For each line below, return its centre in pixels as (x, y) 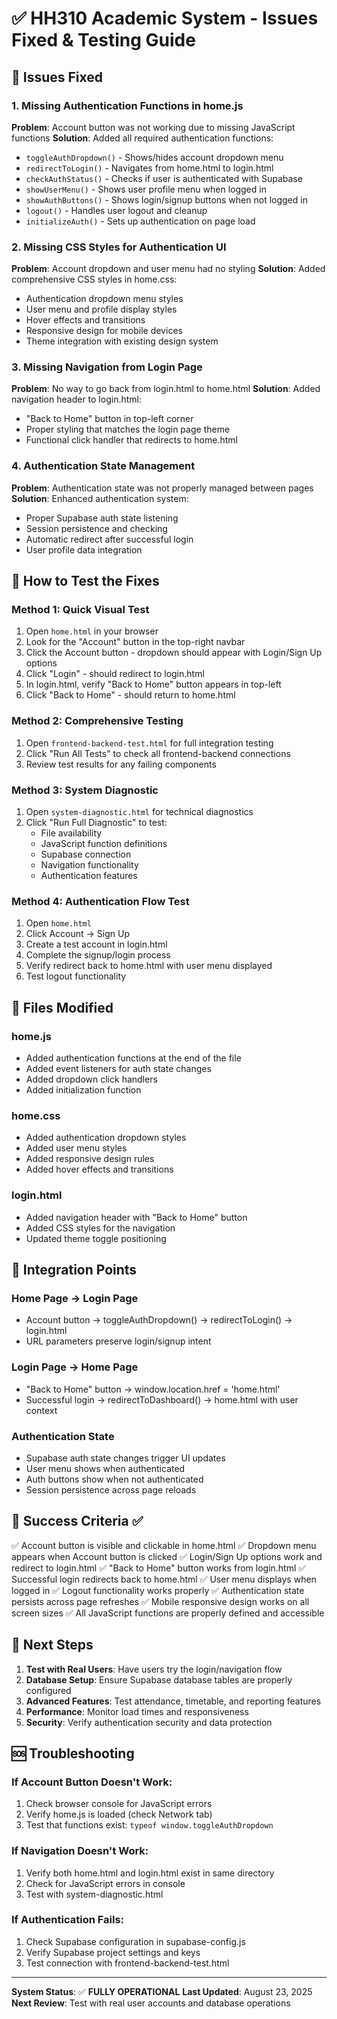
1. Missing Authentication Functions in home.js (127, 105)
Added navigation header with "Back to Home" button (136, 1217)
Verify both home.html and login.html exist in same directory (150, 1873)
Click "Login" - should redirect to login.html (115, 674)
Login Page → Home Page (75, 1367)
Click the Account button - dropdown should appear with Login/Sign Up (174, 653)
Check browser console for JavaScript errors (119, 1804)
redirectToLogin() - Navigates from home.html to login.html (149, 168)
